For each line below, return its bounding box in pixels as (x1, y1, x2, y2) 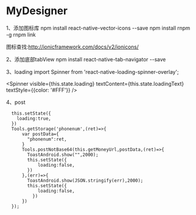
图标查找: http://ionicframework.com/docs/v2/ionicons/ (6, 43, 139, 50)
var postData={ (21, 131, 59, 137)
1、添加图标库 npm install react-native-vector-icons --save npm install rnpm (6, 24, 190, 31)
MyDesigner (6, 4, 68, 18)
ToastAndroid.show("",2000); (27, 152, 99, 158)
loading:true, (16, 115, 51, 122)
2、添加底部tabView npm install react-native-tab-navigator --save (6, 56, 166, 63)
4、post (6, 99, 25, 106)
